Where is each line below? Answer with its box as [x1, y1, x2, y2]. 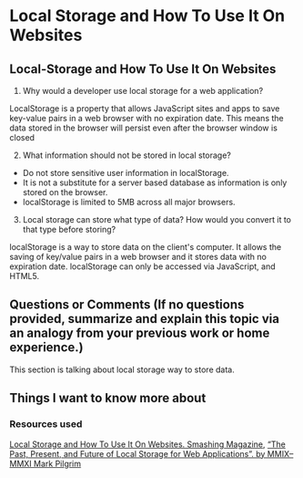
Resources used [9, 418, 83, 431]
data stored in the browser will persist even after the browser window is [9, 122, 278, 133]
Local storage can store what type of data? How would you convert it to [22, 214, 291, 224]
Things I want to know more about [9, 390, 207, 406]
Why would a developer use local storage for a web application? [22, 86, 264, 96]
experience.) [9, 339, 84, 356]
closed [9, 132, 35, 142]
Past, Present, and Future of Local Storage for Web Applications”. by [9, 448, 266, 459]
